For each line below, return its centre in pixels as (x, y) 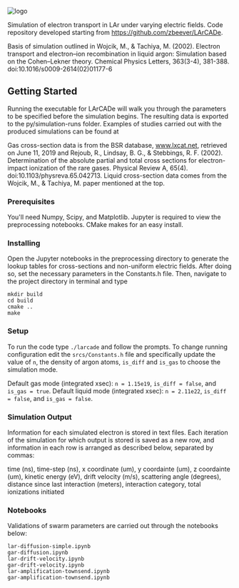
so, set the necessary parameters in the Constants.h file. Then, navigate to (117, 274)
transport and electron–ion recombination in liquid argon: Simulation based (117, 54)
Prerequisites (31, 201)
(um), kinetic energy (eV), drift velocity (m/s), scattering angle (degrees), (114, 477)
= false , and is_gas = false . (50, 398)
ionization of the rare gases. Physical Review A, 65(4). (108, 168)
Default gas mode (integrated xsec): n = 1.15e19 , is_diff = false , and (112, 383)
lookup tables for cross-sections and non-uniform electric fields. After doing (119, 266)
